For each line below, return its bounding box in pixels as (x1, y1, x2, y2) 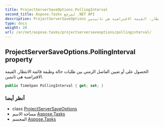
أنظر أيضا (5, 95, 25, 102)
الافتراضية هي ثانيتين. (5, 74, 43, 80)
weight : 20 (5, 25, 27, 30)
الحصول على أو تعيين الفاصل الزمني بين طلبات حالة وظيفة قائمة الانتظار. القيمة (5, 68, 149, 74)
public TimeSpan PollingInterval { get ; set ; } (5, 83, 104, 88)
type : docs (5, 21, 27, 26)
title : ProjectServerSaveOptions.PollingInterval (5, 7, 108, 12)
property (5, 56, 33, 64)
